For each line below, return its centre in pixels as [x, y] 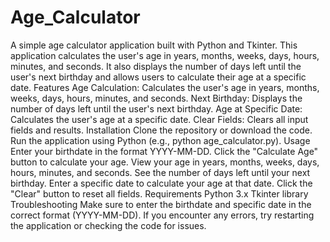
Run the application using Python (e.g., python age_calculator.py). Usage [160, 140]
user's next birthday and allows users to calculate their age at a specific [158, 77]
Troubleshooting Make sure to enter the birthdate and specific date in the [161, 204]
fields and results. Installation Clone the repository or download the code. [161, 130]
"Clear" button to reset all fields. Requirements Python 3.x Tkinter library [159, 193]
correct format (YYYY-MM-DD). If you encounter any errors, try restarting [162, 215]
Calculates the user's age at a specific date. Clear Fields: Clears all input [159, 119]
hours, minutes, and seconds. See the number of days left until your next [160, 172]
